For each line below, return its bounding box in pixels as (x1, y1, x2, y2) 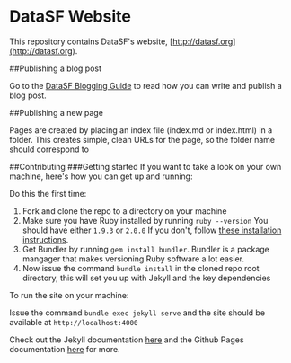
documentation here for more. (9, 343, 120, 354)
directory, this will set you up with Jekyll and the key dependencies (22, 272, 271, 283)
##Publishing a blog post (9, 63, 101, 74)
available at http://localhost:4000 (9, 316, 138, 327)
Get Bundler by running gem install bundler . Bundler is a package (22, 243, 269, 254)
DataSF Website (9, 6, 132, 27)
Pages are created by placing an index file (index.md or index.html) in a (9, 124, 273, 136)
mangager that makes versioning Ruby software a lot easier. (22, 253, 245, 264)
